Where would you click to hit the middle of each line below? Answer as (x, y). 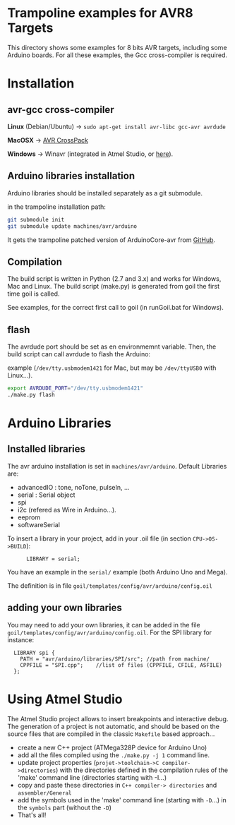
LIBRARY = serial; (53, 559)
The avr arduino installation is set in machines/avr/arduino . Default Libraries (117, 466)
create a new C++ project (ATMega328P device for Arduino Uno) (112, 747)
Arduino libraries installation (71, 176)
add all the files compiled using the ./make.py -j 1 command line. (114, 755)
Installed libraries (47, 449)
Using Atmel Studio (65, 699)
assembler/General (44, 793)
